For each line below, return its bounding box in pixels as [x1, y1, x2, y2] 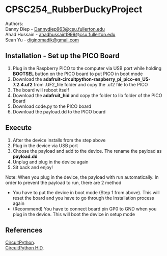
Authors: [5, 20, 23, 27]
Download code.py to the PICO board [12, 103, 92, 109]
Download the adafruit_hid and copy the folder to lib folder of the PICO [12, 92, 162, 98]
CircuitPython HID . [5, 245, 44, 251]
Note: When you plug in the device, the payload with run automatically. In [5, 174, 159, 180]
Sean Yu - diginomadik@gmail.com [5, 37, 79, 43]
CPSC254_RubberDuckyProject [5, 4, 143, 15]
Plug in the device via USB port [12, 142, 78, 149]
